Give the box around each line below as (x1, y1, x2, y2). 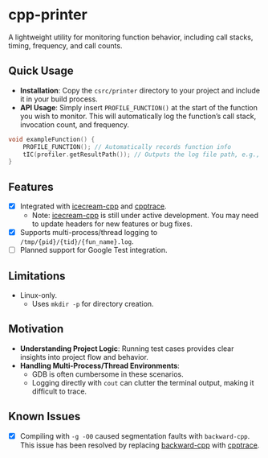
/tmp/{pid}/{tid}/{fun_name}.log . (19, 237, 134, 246)
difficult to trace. (31, 386, 87, 396)
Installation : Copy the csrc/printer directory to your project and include (19, 85, 261, 95)
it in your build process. (19, 94, 98, 104)
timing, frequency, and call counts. (8, 40, 123, 50)
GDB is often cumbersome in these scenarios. (31, 369, 184, 379)
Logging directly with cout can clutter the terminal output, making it (31, 378, 254, 387)
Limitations (8, 269, 66, 283)
